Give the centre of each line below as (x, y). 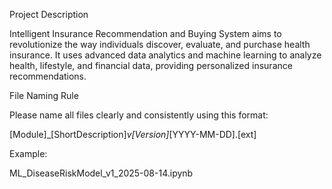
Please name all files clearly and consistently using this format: (139, 115)
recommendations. (48, 76)
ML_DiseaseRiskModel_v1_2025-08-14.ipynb (101, 173)
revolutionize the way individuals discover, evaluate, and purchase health (160, 44)
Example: (28, 153)
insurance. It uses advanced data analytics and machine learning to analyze (165, 55)
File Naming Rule (44, 95)
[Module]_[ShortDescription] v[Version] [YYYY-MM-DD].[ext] (133, 134)
